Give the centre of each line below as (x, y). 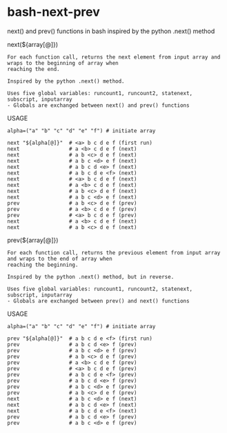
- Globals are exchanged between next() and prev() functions (98, 105)
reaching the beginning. (43, 265)
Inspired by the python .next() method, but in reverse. (91, 276)
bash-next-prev (53, 12)
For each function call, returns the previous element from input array (114, 252)
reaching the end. (33, 69)
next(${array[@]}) (33, 44)
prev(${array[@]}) (33, 240)
